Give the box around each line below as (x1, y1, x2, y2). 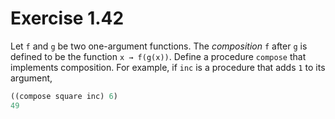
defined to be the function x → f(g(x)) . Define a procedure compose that (10, 50, 307, 62)
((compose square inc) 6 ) (10, 91, 118, 101)
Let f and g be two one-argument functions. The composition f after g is (10, 40, 308, 52)
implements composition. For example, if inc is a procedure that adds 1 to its (10, 61, 326, 73)
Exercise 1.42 (10, 7, 125, 30)
